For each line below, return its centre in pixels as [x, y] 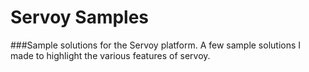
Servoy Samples [80, 17]
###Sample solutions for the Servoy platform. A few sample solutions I [156, 45]
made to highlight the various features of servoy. [110, 55]
